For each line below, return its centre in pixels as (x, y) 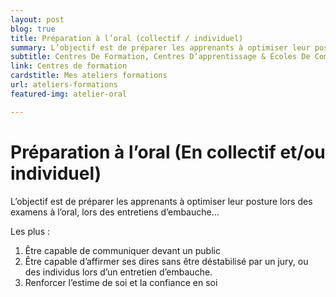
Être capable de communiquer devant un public (122, 250)
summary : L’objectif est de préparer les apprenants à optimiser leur (160, 47)
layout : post (37, 19)
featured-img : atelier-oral (69, 94)
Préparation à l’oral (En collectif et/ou (168, 152)
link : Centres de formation (69, 66)
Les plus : (30, 231)
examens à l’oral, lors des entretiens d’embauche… (115, 212)
